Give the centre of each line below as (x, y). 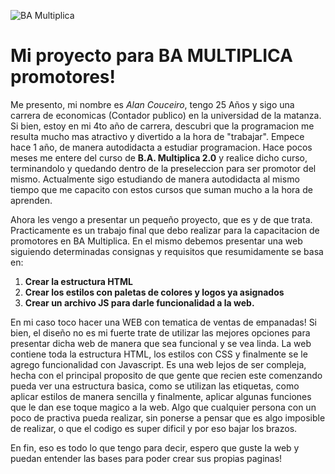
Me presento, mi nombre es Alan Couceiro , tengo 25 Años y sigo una (152, 104)
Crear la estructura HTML (78, 281)
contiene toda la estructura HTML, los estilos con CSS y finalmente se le (159, 354)
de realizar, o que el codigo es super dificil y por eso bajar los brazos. (154, 428)
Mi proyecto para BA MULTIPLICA (151, 56)
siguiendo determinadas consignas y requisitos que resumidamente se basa (167, 251)
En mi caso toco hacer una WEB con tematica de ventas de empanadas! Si (163, 322)
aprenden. (31, 200)
